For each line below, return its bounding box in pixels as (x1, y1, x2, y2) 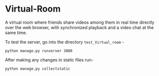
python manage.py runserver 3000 (5, 48, 73, 53)
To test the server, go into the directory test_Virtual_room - (5, 39, 125, 45)
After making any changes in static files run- (5, 57, 94, 62)
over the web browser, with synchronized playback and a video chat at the (5, 24, 154, 30)
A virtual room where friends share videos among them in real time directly (5, 19, 155, 25)
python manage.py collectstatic (5, 66, 70, 71)
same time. (5, 30, 28, 35)
